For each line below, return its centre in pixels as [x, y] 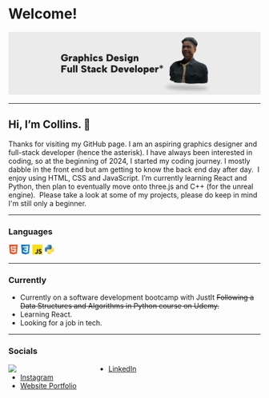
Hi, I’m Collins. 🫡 [50, 125]
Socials [23, 351]
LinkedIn [122, 368]
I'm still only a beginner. [47, 203]
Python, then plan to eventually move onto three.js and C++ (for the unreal [131, 186]
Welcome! [43, 14]
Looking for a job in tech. [61, 323]
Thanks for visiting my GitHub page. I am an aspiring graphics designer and [133, 144]
